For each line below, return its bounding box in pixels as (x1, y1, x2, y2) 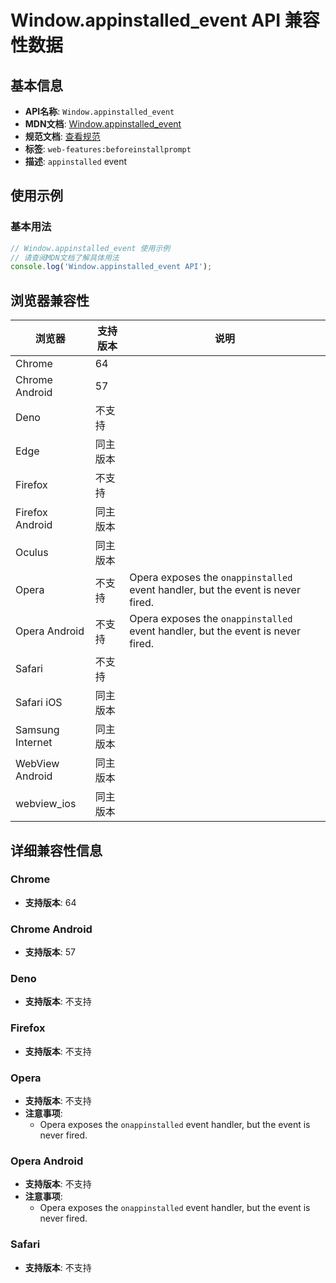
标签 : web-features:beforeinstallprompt (24, 143, 192, 155)
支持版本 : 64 (24, 896, 77, 908)
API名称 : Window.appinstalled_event (24, 106, 175, 117)
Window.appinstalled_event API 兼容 (10, 9, 320, 32)
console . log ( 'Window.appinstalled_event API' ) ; (10, 262, 213, 272)
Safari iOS (15, 696, 63, 710)
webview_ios (15, 797, 77, 811)
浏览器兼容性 (10, 292, 90, 309)
